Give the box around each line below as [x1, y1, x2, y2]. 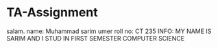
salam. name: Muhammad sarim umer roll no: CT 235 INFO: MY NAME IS [6, 27, 212, 35]
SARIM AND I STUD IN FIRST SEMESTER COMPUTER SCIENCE [6, 34, 185, 42]
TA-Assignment [6, 5, 98, 20]
